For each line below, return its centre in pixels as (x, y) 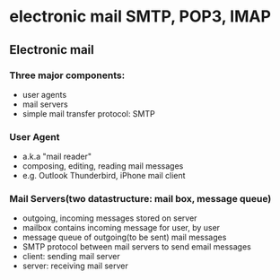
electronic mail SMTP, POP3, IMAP (140, 17)
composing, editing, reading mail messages (103, 166)
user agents (44, 94)
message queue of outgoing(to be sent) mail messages (124, 237)
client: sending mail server (71, 257)
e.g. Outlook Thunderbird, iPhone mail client (104, 176)
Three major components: (67, 75)
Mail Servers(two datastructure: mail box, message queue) (140, 199)
